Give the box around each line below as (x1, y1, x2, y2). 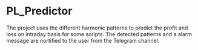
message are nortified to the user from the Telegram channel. (6, 37, 160, 44)
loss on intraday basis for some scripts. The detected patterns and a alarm (6, 30, 193, 37)
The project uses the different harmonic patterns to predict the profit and (6, 24, 188, 31)
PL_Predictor (6, 4, 73, 18)
